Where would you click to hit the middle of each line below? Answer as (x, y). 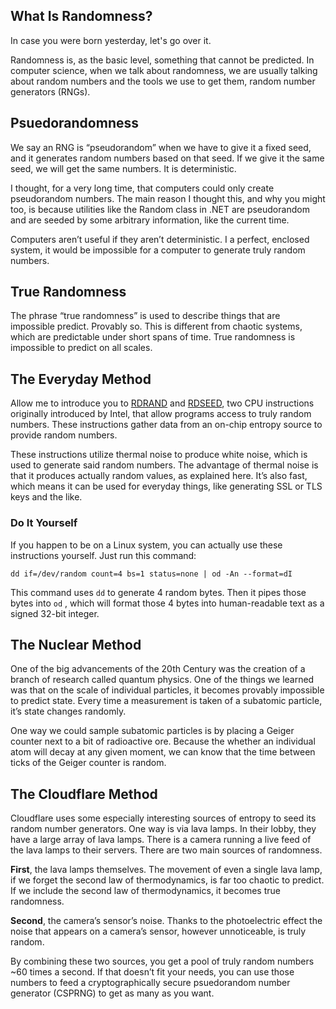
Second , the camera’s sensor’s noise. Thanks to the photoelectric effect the (166, 921)
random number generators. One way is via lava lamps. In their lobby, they (163, 829)
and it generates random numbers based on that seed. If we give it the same (167, 158)
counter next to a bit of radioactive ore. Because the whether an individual (163, 741)
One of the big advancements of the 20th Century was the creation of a (158, 669)
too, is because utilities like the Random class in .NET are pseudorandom (160, 209)
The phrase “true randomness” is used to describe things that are (145, 316)
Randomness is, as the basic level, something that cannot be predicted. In (162, 60)
